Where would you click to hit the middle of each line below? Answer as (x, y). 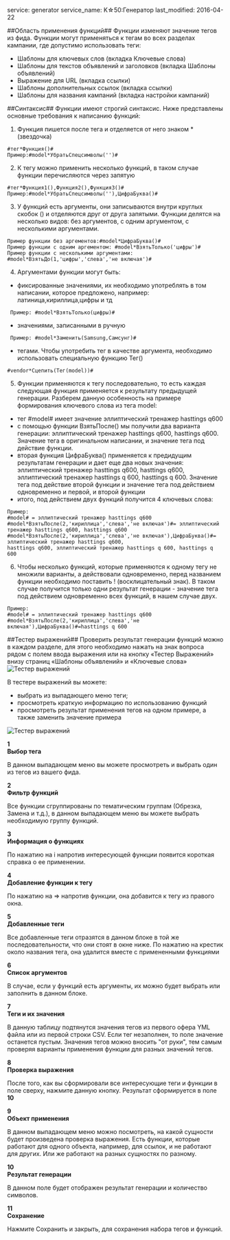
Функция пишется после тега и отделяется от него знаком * (105, 129)
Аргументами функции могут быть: (69, 272)
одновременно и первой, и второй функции (81, 492)
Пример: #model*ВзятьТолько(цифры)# (62, 313)
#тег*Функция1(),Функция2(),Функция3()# (66, 188)
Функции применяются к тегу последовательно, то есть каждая (111, 383)
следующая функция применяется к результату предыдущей (107, 391)
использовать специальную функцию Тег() (80, 358)
